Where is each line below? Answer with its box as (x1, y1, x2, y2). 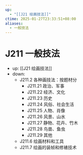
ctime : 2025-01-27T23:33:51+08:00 (5, 16, 77, 21)
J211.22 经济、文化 (27, 89, 66, 95)
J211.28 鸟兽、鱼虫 (27, 126, 66, 132)
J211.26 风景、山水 (27, 114, 66, 120)
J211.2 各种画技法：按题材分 (19, 77, 78, 83)
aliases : (5, 21, 23, 26)
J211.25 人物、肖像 (27, 108, 66, 114)
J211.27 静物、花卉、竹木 (27, 120, 78, 126)
